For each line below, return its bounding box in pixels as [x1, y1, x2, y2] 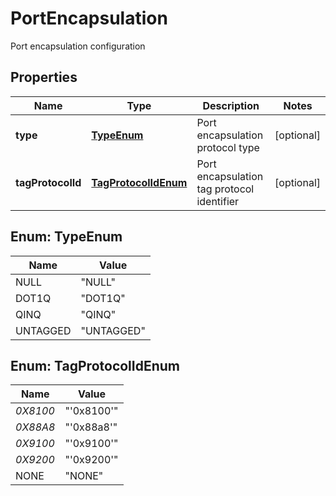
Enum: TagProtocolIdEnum [10, 357, 181, 374]
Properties [10, 69, 78, 86]
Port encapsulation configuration [10, 40, 146, 52]
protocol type [196, 140, 260, 154]
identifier [196, 194, 240, 208]
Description [202, 98, 260, 112]
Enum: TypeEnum [10, 228, 123, 246]
